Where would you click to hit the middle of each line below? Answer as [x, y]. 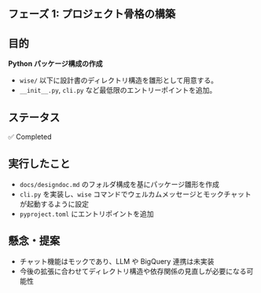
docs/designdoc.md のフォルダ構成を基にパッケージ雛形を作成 [119, 184]
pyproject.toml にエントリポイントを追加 [86, 214]
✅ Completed [30, 137]
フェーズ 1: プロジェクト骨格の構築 [92, 14]
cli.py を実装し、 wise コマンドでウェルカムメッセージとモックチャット [135, 194]
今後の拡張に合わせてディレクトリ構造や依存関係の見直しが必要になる [133, 271]
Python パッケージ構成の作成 [55, 64]
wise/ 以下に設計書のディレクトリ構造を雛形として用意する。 [119, 80]
